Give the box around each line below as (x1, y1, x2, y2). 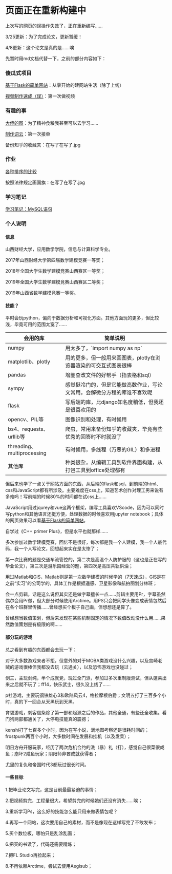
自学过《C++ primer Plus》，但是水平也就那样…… (5, 528, 109, 535)
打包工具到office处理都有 (65, 467, 125, 474)
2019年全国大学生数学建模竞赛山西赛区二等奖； (5, 279, 105, 285)
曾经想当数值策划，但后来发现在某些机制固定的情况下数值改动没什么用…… (5, 615, 161, 621)
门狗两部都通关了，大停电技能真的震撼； (5, 716, 91, 722)
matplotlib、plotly (8, 358, 50, 365)
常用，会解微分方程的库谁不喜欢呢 (70, 389, 153, 396)
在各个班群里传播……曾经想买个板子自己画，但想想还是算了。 (5, 604, 135, 610)
